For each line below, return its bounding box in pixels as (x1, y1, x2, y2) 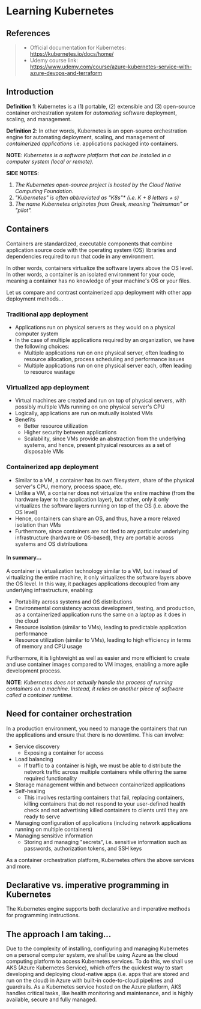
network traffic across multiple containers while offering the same (23, 768, 187, 775)
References (6, 28, 50, 38)
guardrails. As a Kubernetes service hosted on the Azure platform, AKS (6, 983, 182, 990)
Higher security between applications (23, 429, 117, 436)
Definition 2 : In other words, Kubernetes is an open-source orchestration (6, 127, 187, 134)
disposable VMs (23, 448, 64, 455)
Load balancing (14, 755, 53, 762)
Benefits (14, 416, 36, 424)
